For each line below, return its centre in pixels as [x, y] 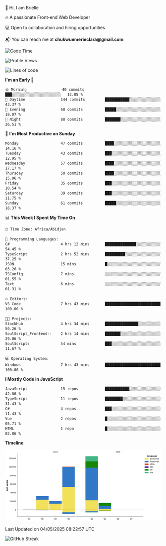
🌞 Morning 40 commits [45, 90]
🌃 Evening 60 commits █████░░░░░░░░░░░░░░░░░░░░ [83, 109]
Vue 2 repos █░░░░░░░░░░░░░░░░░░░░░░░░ [83, 419]
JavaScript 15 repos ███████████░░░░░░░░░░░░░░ [83, 389]
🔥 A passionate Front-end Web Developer [48, 17]
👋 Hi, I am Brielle [22, 8]
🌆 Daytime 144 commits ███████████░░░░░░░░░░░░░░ [83, 100]
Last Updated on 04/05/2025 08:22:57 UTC [50, 529]
